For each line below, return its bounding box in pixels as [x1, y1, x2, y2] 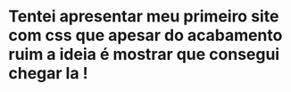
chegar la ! [8, 63, 88, 84]
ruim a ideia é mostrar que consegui [8, 45, 280, 64]
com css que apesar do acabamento [8, 25, 283, 46]
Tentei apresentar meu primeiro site [8, 6, 279, 27]
